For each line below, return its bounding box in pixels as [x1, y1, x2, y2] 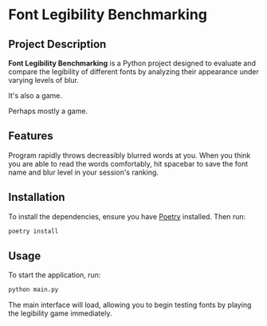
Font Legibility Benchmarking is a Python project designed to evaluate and [8, 58, 257, 68]
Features [8, 129, 53, 143]
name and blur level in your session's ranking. [8, 167, 159, 177]
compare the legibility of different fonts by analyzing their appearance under [8, 67, 259, 77]
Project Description [8, 37, 107, 51]
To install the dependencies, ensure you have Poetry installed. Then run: [8, 211, 246, 221]
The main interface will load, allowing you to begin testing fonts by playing [8, 300, 252, 310]
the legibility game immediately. [8, 308, 112, 318]
